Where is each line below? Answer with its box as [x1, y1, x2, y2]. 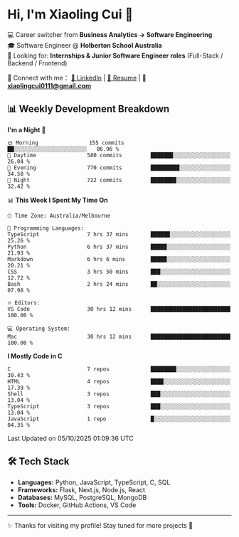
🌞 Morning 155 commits [7, 139, 124, 147]
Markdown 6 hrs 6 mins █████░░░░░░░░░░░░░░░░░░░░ [7, 255, 231, 262]
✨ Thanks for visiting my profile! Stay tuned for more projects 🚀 [7, 521, 193, 529]
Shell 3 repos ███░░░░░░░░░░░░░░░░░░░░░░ [7, 390, 231, 398]
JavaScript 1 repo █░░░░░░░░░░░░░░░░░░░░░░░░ [7, 415, 231, 422]
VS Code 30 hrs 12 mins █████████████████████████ [7, 305, 231, 312]
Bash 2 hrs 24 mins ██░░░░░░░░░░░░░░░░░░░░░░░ [7, 280, 231, 287]
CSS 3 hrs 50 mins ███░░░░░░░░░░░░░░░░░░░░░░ [7, 268, 231, 275]
